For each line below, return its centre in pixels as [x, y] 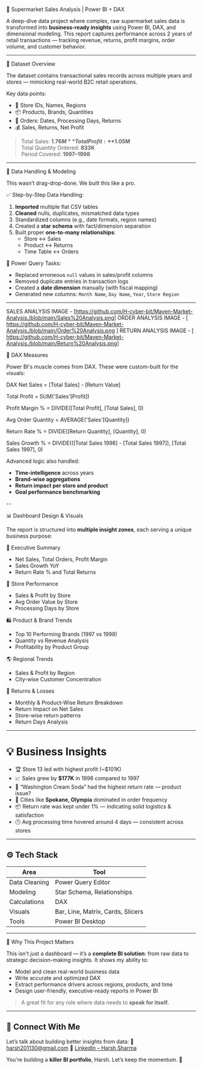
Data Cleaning [29, 882]
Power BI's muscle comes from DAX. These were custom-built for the [92, 367]
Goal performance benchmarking [57, 492]
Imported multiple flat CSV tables [56, 207]
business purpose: [29, 536]
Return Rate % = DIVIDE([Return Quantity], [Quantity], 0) [76, 431]
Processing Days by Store [47, 608]
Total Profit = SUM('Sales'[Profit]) [48, 396]
